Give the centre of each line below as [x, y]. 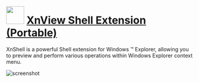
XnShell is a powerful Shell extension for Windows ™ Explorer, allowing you [97, 49]
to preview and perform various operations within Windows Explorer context [99, 55]
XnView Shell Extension [86, 20]
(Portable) [32, 33]
